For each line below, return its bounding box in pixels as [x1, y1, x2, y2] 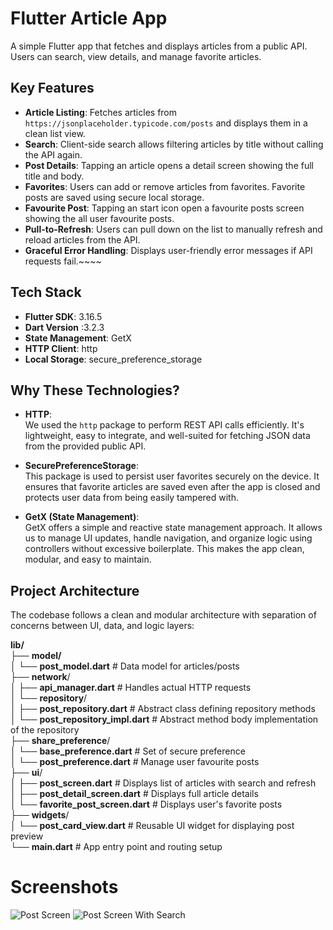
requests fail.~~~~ [24, 255, 102, 267]
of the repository [10, 724, 80, 736]
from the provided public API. [24, 440, 147, 452]
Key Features [10, 80, 95, 97]
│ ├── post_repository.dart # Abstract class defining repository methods [10, 703, 316, 715]
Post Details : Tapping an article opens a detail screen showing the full [24, 159, 314, 171]
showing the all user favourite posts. [24, 212, 175, 224]
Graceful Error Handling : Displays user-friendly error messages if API [24, 244, 313, 256]
